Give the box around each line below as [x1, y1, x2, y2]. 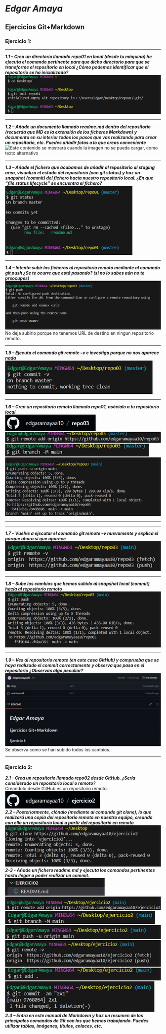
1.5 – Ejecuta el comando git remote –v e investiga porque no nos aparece [5, 350, 159, 356]
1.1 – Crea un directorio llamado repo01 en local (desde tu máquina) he [5, 53, 152, 60]
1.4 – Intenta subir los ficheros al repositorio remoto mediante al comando [5, 264, 161, 271]
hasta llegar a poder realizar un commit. [5, 872, 90, 878]
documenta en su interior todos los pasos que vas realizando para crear [5, 134, 157, 140]
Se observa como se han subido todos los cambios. [5, 747, 111, 753]
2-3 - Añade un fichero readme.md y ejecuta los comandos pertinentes [5, 867, 155, 873]
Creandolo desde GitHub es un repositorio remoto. [5, 786, 108, 792]
